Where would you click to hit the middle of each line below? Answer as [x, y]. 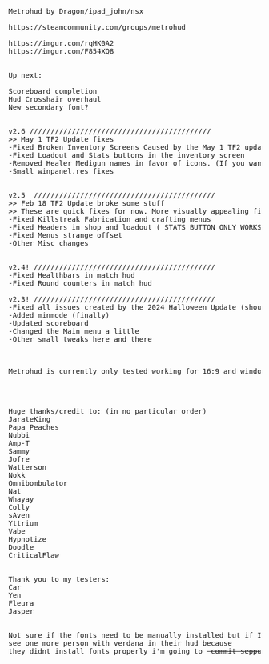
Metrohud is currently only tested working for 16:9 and [122, 371]
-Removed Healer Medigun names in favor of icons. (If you [127, 163]
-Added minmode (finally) [59, 315]
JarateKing [30, 419]
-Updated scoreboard [49, 323]
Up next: [25, 75]
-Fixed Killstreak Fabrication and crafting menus [110, 219]
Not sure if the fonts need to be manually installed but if [131, 635]
